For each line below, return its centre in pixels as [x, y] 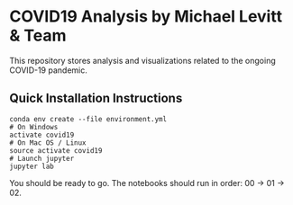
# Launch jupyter [42, 158]
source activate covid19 [56, 150]
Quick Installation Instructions [96, 98]
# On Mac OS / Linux [48, 143]
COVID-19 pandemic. [48, 70]
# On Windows [34, 127]
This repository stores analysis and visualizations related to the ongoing [143, 60]
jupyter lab [32, 166]
